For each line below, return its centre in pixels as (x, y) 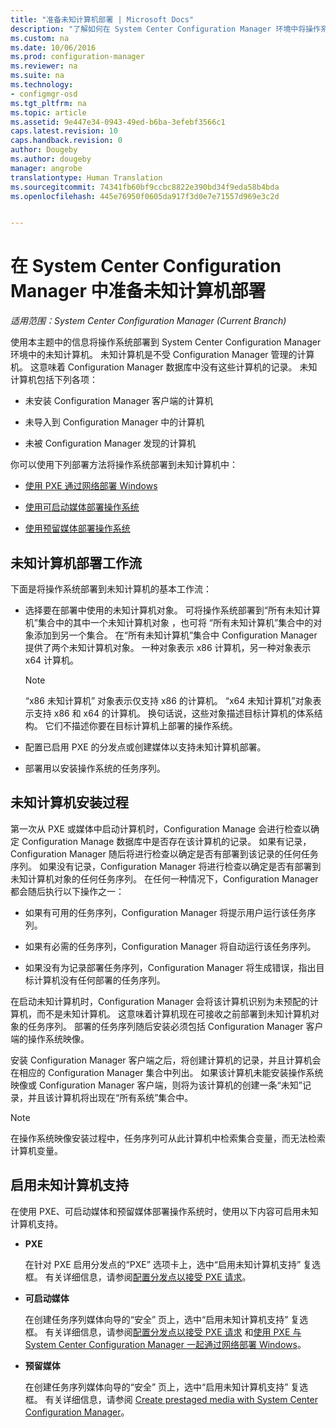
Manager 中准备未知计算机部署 (138, 291)
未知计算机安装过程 (69, 802)
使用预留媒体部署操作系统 (77, 528)
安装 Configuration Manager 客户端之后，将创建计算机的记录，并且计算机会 (166, 1060)
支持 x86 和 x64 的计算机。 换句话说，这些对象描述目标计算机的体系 (174, 713)
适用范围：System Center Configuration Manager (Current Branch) (148, 321)
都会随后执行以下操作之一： (67, 891)
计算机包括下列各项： (54, 380)
